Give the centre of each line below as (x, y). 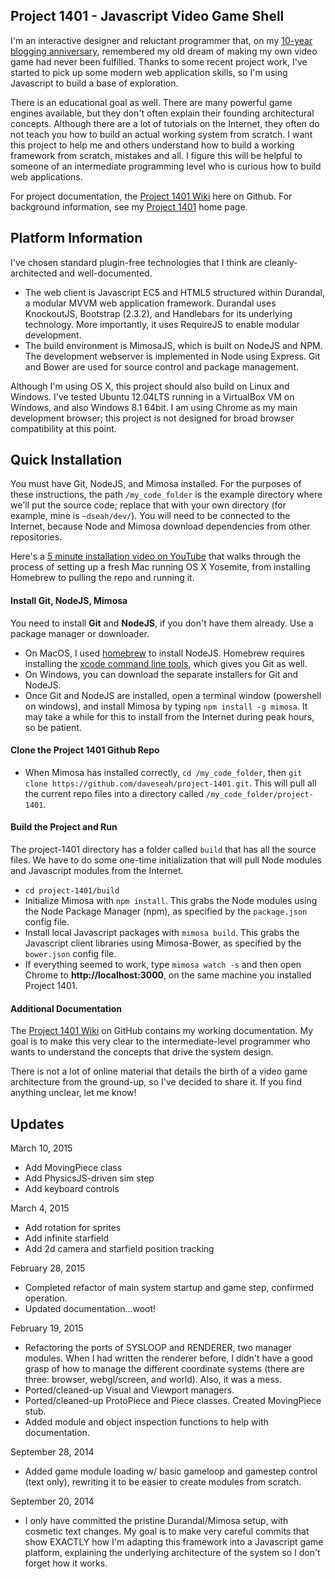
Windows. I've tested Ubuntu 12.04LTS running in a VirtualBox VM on (152, 396)
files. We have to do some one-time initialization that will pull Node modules (166, 860)
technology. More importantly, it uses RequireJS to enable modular (162, 324)
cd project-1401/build (72, 891)
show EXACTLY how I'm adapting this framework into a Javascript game (174, 1542)
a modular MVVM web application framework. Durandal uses (150, 303)
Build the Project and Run (64, 827)
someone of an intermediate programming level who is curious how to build (166, 166)
